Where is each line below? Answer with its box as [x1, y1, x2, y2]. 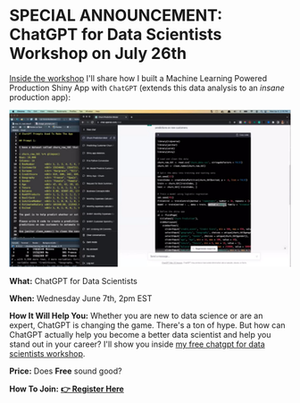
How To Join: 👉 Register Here [9, 383, 125, 394]
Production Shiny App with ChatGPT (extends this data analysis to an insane [9, 82, 286, 93]
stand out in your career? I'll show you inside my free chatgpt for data [9, 339, 265, 349]
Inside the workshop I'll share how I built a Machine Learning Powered [9, 72, 268, 83]
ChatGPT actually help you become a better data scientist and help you [9, 330, 271, 340]
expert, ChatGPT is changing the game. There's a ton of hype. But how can [9, 320, 286, 331]
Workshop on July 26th [9, 44, 187, 63]
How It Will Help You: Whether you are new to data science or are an [9, 310, 263, 322]
